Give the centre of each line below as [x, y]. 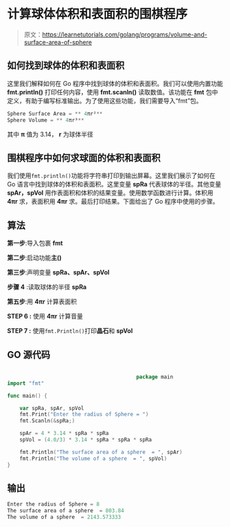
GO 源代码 [28, 355]
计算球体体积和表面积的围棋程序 [97, 14]
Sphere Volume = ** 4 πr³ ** [46, 120]
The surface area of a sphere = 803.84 [66, 511]
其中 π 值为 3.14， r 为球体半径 [50, 134]
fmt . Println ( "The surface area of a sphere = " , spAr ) [101, 452]
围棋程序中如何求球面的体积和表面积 [84, 158]
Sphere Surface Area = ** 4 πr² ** [55, 114]
